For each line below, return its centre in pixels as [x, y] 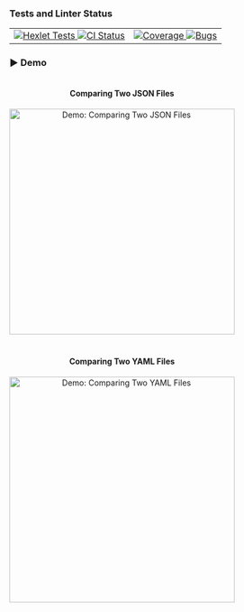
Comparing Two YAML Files [122, 362]
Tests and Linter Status [61, 14]
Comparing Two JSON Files [122, 94]
